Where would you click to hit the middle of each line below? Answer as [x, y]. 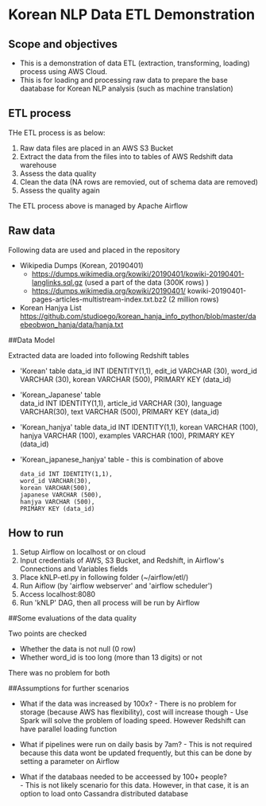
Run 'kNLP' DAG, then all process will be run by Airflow [110, 603]
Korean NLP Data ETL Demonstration [132, 15]
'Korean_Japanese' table [60, 395]
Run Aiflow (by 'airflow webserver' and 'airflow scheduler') [116, 586]
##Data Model [32, 340]
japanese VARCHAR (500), [61, 495]
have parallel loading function [68, 729]
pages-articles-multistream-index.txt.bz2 [99, 299]
